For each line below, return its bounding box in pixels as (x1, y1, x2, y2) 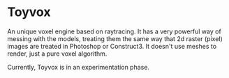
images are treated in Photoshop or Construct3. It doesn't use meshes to (7, 42, 217, 50)
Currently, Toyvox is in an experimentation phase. (7, 63, 150, 71)
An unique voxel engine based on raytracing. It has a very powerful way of (7, 27, 221, 36)
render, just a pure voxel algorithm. (7, 49, 108, 58)
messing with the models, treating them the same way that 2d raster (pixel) (7, 34, 223, 42)
